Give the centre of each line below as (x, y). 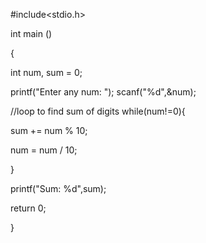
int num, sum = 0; (46, 72)
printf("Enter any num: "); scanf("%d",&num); (103, 92)
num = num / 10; (44, 150)
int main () (31, 33)
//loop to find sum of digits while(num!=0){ (98, 111)
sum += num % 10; (49, 130)
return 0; (28, 208)
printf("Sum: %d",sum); (58, 188)
